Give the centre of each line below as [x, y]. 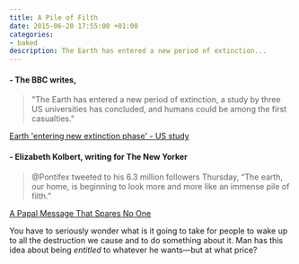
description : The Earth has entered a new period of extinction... [138, 51]
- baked [24, 43]
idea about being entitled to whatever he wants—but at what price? [133, 250]
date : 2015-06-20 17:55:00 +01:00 [74, 26]
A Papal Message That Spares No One [80, 213]
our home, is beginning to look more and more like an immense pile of [160, 186]
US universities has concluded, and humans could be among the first [159, 110]
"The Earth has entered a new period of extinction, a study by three [156, 100]
